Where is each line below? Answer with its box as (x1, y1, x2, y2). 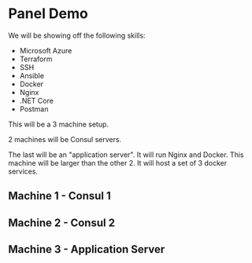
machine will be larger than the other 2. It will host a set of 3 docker (8, 158, 228, 167)
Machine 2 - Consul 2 (8, 216, 116, 229)
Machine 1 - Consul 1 (8, 189, 112, 203)
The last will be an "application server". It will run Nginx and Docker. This (8, 150, 244, 159)
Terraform (19, 54, 53, 64)
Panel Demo (8, 5, 88, 23)
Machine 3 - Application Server (8, 243, 165, 256)
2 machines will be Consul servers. (8, 134, 122, 144)
